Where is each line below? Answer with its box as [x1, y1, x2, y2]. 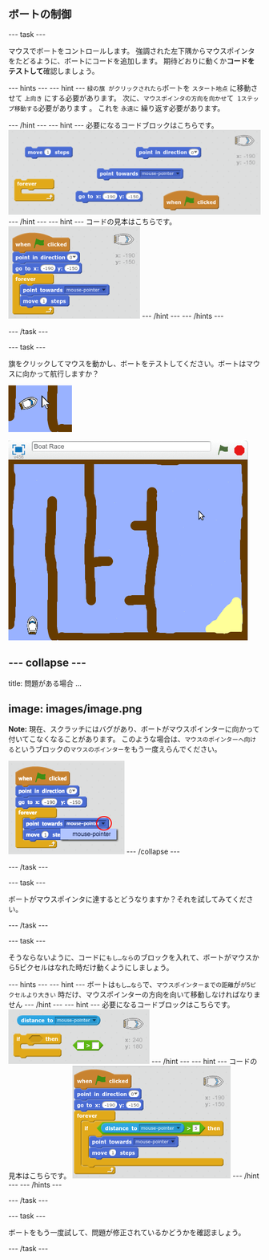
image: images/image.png [8, 702, 143, 716]
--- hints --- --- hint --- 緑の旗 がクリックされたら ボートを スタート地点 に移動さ [8, 83, 259, 92]
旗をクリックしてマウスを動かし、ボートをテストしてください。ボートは [8, 358, 247, 368]
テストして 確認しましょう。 [8, 66, 99, 75]
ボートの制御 [8, 7, 72, 22]
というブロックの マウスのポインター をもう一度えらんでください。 [14, 744, 222, 754]
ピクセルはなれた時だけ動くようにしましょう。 [19, 963, 174, 973]
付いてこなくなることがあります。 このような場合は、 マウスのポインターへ [8, 734, 245, 744]
